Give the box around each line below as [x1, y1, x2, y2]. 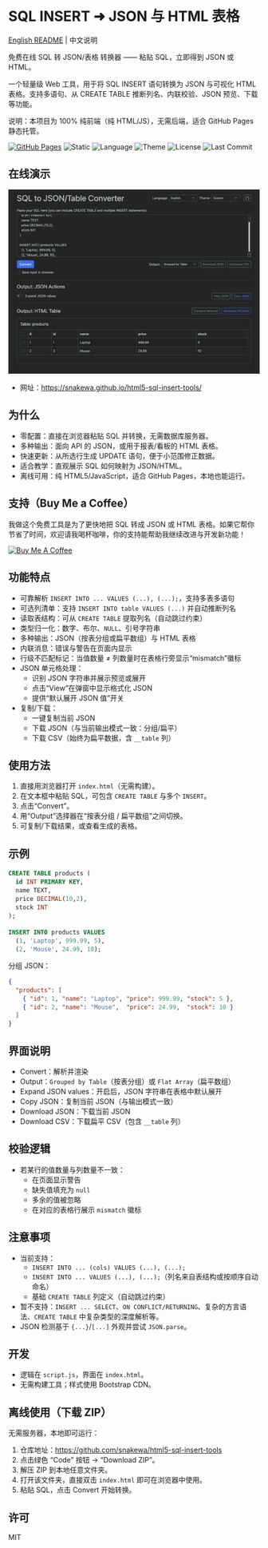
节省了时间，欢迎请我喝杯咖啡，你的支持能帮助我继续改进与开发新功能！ [8, 529, 246, 539]
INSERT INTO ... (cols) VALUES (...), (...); [31, 1264, 186, 1272]
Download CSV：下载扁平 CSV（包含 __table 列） [19, 1116, 185, 1126]
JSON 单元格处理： [19, 663, 84, 673]
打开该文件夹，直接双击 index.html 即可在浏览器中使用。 [19, 1475, 207, 1485]
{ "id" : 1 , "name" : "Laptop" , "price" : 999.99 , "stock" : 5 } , [22, 994, 234, 1002]
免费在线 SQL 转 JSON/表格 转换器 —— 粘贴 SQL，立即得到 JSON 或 [8, 52, 235, 62]
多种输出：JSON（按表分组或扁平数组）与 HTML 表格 [19, 633, 196, 643]
